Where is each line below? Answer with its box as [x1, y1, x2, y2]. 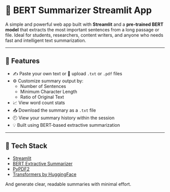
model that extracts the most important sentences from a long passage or [5, 26, 159, 32]
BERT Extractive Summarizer [12, 160, 73, 166]
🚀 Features [5, 57, 40, 65]
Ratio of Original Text [20, 93, 64, 100]
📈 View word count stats [12, 100, 65, 106]
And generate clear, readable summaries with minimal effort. [5, 181, 132, 187]
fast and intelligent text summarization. [5, 37, 87, 43]
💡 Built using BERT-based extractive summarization [12, 122, 120, 128]
